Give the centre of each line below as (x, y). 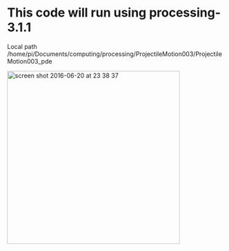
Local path (22, 46)
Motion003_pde (30, 61)
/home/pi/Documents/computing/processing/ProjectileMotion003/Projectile (115, 54)
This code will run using (77, 13)
